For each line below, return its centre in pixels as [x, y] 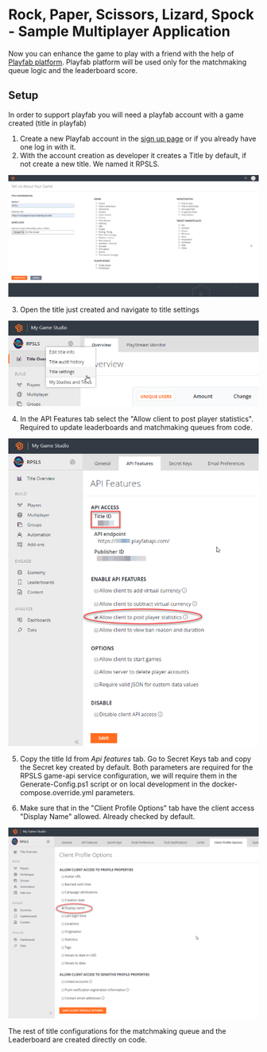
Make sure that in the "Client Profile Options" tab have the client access [137, 808]
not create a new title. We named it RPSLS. [90, 164]
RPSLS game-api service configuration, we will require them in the [128, 775]
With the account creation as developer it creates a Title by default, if [133, 155]
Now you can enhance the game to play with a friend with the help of [121, 53]
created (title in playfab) [48, 123]
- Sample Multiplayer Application [119, 31]
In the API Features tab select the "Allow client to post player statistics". [137, 418]
